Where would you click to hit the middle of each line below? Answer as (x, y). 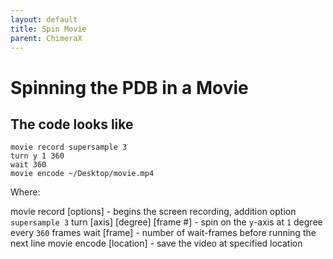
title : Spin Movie (48, 29)
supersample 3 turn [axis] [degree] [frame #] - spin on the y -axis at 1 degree (166, 222)
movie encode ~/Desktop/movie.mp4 (82, 174)
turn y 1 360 (37, 156)
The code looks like (72, 124)
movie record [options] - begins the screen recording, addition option (153, 212)
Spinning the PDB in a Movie (129, 87)
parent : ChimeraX (46, 38)
